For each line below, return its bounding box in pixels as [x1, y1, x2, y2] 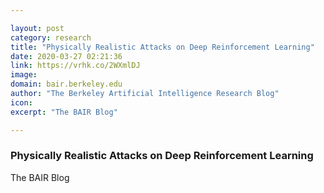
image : [10, 70, 38, 80]
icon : [10, 97, 33, 108]
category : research [10, 32, 92, 43]
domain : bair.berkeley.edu [10, 79, 123, 90]
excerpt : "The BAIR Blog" [10, 107, 118, 117]
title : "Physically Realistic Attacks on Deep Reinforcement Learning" [10, 42, 315, 52]
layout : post [10, 23, 65, 33]
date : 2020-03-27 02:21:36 [10, 51, 123, 61]
